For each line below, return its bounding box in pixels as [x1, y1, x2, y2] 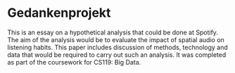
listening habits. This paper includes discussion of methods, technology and [7, 43, 229, 51]
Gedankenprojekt [7, 5, 111, 21]
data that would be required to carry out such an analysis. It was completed [7, 51, 227, 59]
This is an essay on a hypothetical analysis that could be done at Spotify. [7, 28, 218, 36]
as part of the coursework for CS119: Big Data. [7, 58, 141, 66]
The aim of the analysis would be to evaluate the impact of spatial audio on [7, 35, 225, 44]
